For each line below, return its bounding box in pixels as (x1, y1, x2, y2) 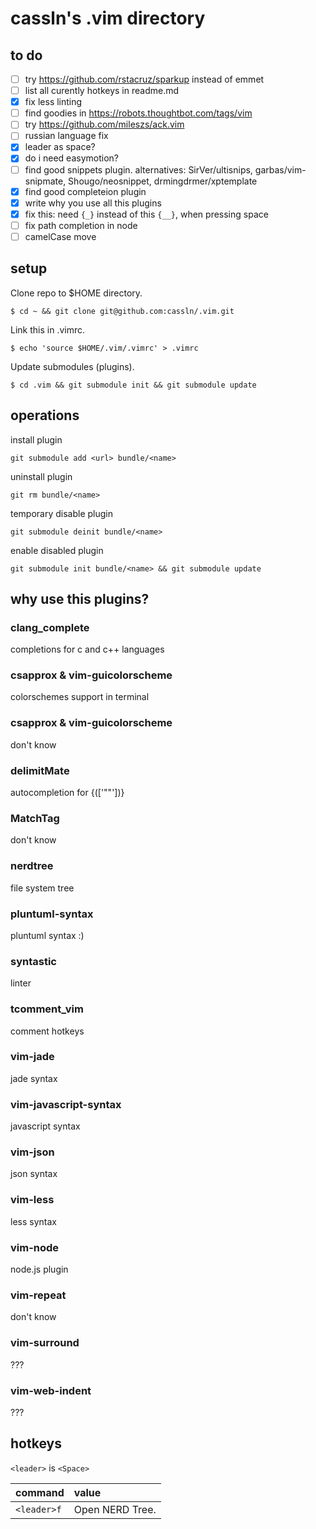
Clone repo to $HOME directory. (10, 287, 143, 299)
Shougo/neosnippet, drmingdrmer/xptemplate (68, 175, 258, 187)
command (15, 1485, 65, 1499)
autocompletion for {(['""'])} (10, 787, 125, 799)
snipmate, (24, 175, 67, 187)
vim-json (10, 1145, 55, 1159)
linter (10, 977, 32, 989)
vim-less (10, 1193, 55, 1207)
